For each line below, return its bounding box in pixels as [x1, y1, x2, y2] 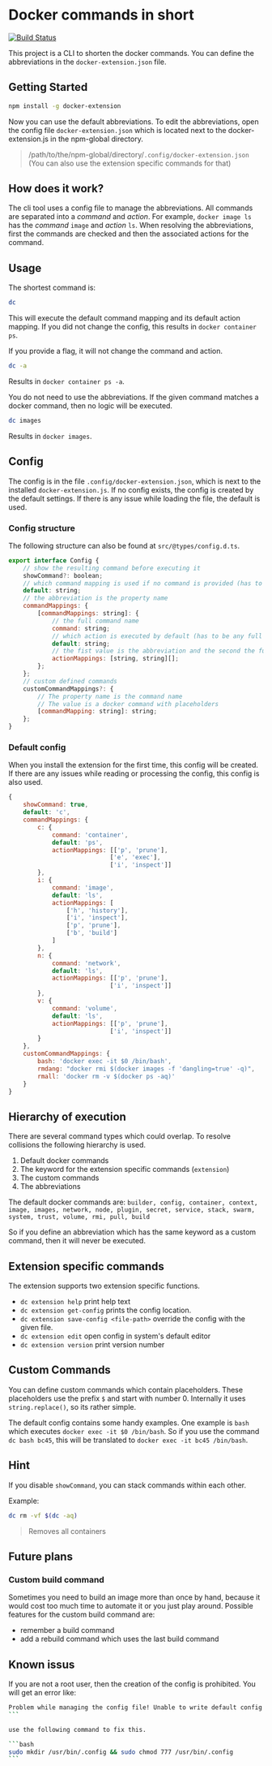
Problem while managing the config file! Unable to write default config [8, 1704, 263, 1712]
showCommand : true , [23, 801, 89, 809]
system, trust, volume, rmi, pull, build [8, 1213, 151, 1221]
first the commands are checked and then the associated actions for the [8, 229, 249, 239]
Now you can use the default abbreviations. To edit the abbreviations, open [8, 116, 259, 127]
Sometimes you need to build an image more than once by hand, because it [8, 1592, 261, 1602]
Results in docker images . [8, 431, 92, 441]
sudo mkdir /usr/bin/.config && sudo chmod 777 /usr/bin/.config [8, 1747, 233, 1756]
